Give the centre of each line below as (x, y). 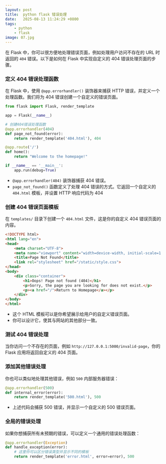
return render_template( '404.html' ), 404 (57, 138)
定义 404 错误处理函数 (32, 79)
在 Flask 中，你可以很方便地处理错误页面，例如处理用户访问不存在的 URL (80, 52)
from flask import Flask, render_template (50, 107)
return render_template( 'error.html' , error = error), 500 (74, 457)
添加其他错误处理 (26, 367)
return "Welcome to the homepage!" (51, 157)
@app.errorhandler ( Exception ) (37, 443)
